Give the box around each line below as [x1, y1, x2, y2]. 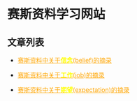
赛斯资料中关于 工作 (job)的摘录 [17, 71, 105, 79]
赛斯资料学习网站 [7, 6, 106, 22]
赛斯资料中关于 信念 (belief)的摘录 [17, 56, 112, 64]
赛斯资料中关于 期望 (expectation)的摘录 [17, 86, 130, 94]
